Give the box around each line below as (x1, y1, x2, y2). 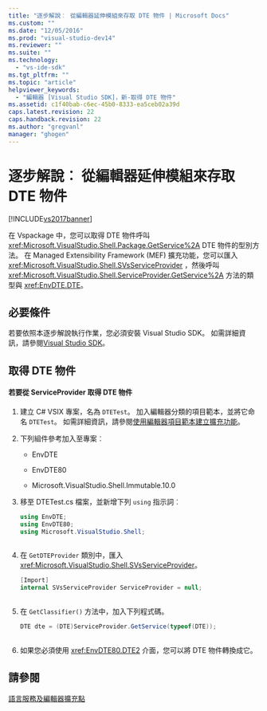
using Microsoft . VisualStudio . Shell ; (19, 528, 146, 536)
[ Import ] (19, 576, 49, 584)
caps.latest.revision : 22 (8, 108, 94, 116)
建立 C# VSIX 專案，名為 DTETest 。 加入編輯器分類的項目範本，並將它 (19, 407, 249, 416)
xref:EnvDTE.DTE (23, 280, 81, 289)
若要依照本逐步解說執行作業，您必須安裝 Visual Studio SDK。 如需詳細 (8, 328, 239, 338)
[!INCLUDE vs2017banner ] (8, 214, 93, 223)
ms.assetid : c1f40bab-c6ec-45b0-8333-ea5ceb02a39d (8, 100, 180, 108)
